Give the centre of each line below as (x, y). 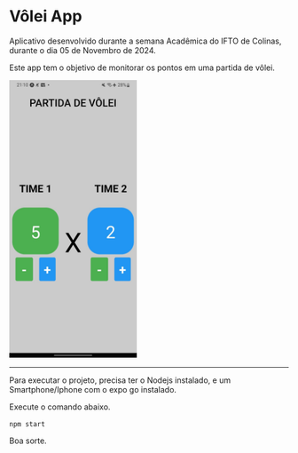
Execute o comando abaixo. (60, 407)
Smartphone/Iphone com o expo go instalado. (93, 389)
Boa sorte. (28, 441)
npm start (27, 424)
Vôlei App (46, 16)
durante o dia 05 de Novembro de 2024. (83, 50)
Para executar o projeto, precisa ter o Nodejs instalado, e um (120, 380)
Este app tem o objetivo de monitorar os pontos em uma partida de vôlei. (142, 68)
